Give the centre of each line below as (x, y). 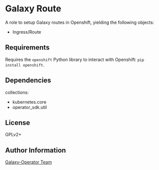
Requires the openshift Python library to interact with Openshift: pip (75, 59)
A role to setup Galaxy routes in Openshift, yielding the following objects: (80, 22)
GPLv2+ (13, 135)
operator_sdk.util (30, 107)
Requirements (27, 48)
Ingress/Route (27, 32)
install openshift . (25, 64)
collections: (17, 92)
